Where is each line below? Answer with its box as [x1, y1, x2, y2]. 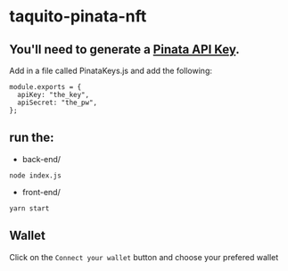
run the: [9, 130, 55, 145]
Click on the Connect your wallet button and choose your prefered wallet [9, 251, 279, 262]
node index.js [9, 171, 62, 180]
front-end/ [21, 186, 61, 197]
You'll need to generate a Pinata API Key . [9, 42, 241, 57]
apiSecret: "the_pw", [17, 98, 98, 107]
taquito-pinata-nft [9, 6, 147, 27]
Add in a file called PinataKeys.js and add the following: [9, 65, 212, 76]
